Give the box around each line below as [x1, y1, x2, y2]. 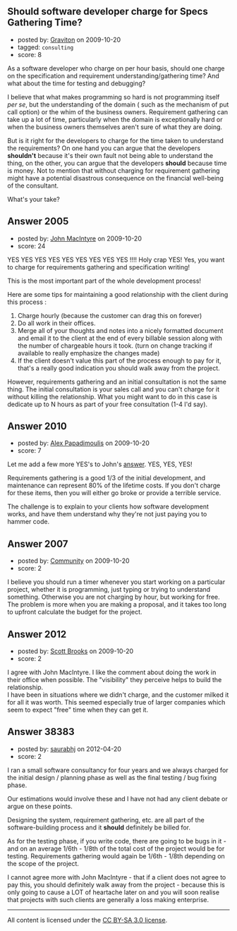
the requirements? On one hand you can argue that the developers [7, 144, 201, 152]
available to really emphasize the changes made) [17, 348, 160, 357]
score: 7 [17, 446, 42, 455]
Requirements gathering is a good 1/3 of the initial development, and [7, 474, 206, 482]
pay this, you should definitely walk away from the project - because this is [7, 880, 226, 889]
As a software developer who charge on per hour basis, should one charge [7, 63, 225, 73]
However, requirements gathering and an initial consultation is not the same [7, 377, 227, 386]
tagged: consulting [17, 42, 74, 51]
